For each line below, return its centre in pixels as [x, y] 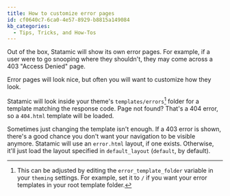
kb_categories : [29, 26]
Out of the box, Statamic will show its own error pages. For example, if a [108, 52]
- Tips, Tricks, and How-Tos [55, 32]
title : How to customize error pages [61, 13]
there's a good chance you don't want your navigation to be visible [101, 136]
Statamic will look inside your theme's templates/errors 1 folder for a [103, 101]
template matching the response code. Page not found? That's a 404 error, [113, 108]
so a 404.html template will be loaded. [61, 115]
